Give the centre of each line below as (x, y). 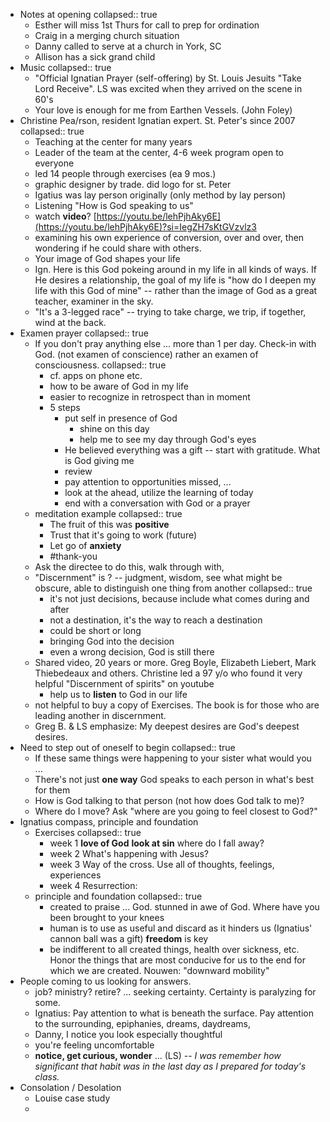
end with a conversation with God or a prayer (157, 503)
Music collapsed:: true (65, 67)
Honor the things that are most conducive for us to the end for (177, 960)
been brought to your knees (107, 917)
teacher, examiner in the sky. (94, 301)
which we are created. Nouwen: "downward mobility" (159, 970)
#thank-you (73, 556)
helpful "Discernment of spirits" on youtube (124, 683)
